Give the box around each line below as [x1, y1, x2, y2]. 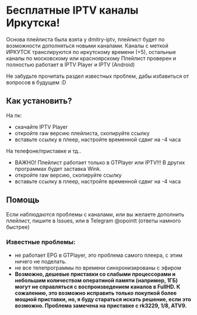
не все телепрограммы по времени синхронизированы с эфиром [14, 264, 182, 271]
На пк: [6, 112, 22, 119]
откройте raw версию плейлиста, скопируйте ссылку [14, 129, 150, 136]
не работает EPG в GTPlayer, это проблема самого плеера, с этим [14, 252, 183, 259]
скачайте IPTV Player [14, 123, 68, 131]
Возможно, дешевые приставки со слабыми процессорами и [14, 271, 176, 278]
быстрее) [6, 223, 30, 230]
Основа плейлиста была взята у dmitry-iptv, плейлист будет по [6, 36, 165, 43]
